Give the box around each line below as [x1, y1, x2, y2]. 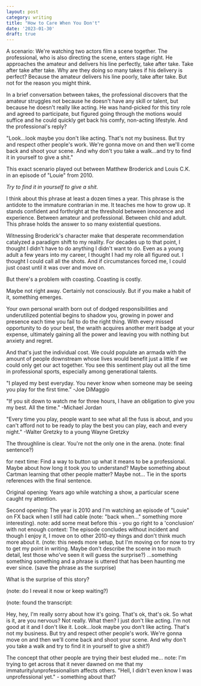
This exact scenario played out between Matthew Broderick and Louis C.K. [6, 166, 190, 173]
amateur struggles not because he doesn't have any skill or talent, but [6, 97, 178, 105]
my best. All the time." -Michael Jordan [6, 404, 102, 411]
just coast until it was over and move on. [6, 264, 106, 271]
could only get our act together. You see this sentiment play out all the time [6, 361, 191, 369]
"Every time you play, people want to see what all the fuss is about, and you [6, 415, 193, 423]
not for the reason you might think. [6, 79, 92, 87]
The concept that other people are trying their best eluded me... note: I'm [6, 654, 187, 661]
